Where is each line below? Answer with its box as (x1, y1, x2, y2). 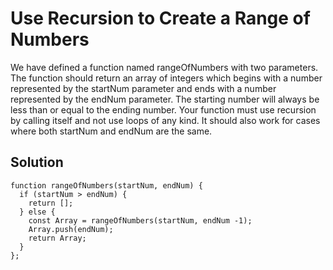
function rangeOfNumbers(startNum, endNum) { (10, 180, 203, 191)
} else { (19, 207, 56, 217)
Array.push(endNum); (28, 224, 114, 234)
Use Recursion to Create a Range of (10, 7, 311, 30)
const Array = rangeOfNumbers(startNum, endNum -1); (28, 215, 253, 226)
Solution (10, 154, 64, 171)
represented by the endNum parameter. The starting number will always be (10, 93, 320, 105)
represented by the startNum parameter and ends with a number (10, 82, 277, 94)
